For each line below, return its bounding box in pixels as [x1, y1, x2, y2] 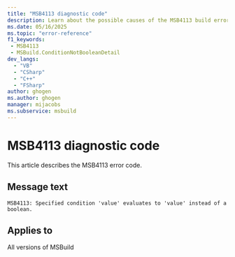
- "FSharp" [13, 82, 45, 89]
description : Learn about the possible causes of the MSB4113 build [7, 17, 211, 24]
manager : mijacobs [7, 101, 61, 108]
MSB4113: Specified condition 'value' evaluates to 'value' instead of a [7, 200, 227, 207]
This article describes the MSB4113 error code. [7, 161, 142, 169]
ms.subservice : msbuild [7, 108, 77, 115]
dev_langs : [7, 56, 39, 63]
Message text [7, 181, 69, 193]
